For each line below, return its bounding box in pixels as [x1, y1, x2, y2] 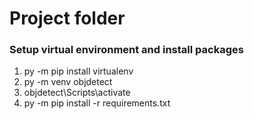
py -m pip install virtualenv [23, 65, 134, 77]
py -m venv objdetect [23, 76, 113, 88]
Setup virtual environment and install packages [9, 43, 244, 57]
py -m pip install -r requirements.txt [23, 97, 171, 109]
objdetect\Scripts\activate [23, 87, 131, 99]
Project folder [9, 7, 126, 30]
